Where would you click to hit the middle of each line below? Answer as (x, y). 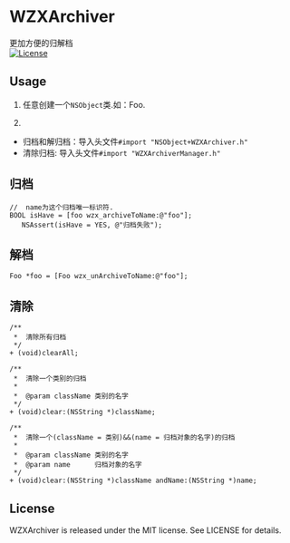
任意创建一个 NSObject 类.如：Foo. (84, 104)
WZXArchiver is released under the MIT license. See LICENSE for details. (145, 530)
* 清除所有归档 (39, 337)
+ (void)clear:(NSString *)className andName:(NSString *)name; (133, 481)
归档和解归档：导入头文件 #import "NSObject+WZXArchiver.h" (135, 141)
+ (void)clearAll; (44, 354)
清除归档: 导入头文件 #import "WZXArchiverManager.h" (121, 152)
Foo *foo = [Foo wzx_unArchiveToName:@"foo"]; (99, 276)
